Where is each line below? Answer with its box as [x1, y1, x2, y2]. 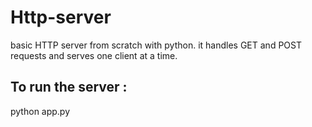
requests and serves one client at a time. [10, 49, 178, 61]
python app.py [10, 105, 71, 117]
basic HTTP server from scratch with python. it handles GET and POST [10, 39, 302, 51]
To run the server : [10, 79, 128, 96]
